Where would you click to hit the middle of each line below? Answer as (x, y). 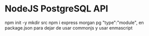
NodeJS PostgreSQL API (56, 9)
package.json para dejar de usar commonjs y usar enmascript (69, 27)
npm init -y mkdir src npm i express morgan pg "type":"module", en (74, 22)
